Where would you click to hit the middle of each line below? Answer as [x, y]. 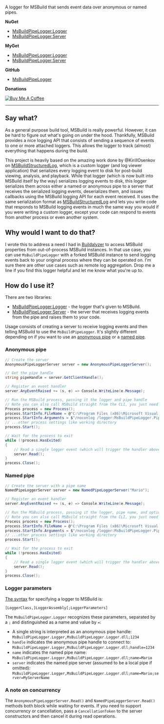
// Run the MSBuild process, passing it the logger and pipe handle [76, 400]
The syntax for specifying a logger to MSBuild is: [54, 599]
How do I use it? [30, 286]
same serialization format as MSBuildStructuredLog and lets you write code [81, 202]
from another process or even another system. [52, 217]
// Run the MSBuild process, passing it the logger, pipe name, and [76, 513]
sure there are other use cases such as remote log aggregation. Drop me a [80, 265]
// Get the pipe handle [29, 373]
